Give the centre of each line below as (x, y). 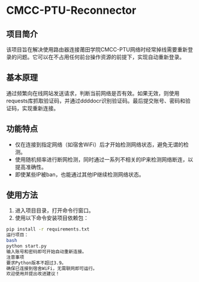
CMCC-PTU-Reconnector (71, 10)
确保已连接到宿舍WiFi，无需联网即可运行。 (52, 268)
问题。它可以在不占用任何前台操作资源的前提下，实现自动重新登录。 (100, 57)
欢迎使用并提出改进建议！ (33, 274)
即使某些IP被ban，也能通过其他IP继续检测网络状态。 (80, 174)
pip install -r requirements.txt (48, 229)
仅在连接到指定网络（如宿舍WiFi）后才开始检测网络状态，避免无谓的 (99, 144)
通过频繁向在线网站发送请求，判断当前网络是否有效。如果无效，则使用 (93, 93)
